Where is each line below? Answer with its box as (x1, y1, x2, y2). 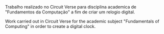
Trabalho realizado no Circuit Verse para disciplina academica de (5, 4, 137, 10)
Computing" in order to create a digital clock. (5, 23, 96, 29)
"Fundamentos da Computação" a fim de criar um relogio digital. (5, 9, 136, 15)
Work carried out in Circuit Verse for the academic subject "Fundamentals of (5, 19, 160, 24)
